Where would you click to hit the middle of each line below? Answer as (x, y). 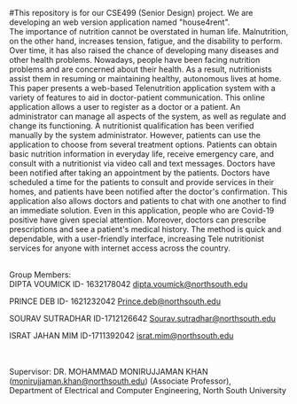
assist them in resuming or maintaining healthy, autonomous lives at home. (145, 78)
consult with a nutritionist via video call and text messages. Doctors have (143, 163)
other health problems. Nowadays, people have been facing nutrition (135, 60)
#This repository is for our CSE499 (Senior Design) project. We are (131, 13)
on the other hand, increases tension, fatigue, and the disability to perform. (146, 41)
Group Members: (40, 275)
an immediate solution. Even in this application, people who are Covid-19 (142, 210)
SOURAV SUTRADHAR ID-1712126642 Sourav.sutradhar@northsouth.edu (143, 319)
